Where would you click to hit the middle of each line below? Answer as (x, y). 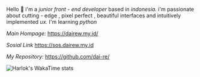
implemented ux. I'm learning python (52, 22)
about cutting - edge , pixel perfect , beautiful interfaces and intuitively (94, 16)
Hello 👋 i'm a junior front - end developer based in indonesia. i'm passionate (100, 9)
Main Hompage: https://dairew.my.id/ (52, 33)
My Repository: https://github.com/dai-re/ (58, 56)
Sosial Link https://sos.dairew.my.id (50, 45)
